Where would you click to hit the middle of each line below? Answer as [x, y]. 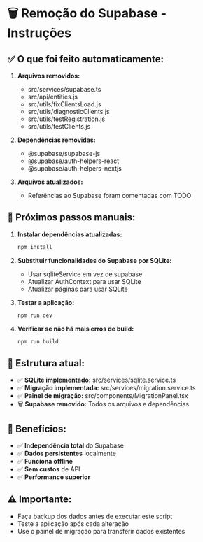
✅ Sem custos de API [49, 469]
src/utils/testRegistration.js [66, 119]
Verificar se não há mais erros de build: [76, 329]
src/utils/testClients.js [59, 126]
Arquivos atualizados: [50, 182]
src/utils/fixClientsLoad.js [64, 104]
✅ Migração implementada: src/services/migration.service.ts [106, 388]
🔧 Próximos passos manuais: [71, 217]
